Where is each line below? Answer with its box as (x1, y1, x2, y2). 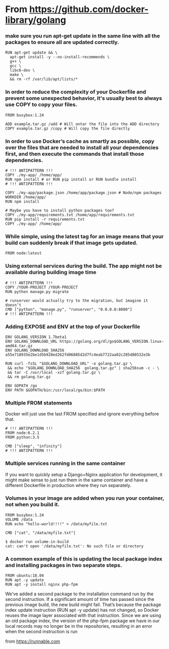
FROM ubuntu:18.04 (5, 573, 44, 578)
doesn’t (5, 302, 22, 307)
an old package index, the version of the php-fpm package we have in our (5, 618, 160, 624)
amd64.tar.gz (5, 343, 33, 348)
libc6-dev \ (10, 68, 35, 73)
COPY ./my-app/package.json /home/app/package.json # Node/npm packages (5, 190, 162, 195)
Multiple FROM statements (5, 399, 72, 406)
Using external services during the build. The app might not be (5, 262, 162, 269)
